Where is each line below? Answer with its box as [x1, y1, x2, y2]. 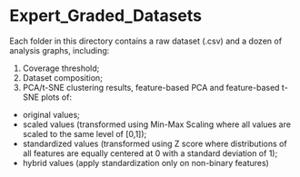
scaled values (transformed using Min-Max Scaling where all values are [22, 119, 291, 130]
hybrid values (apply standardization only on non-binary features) [22, 157, 270, 168]
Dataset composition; [22, 72, 103, 83]
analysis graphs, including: [9, 44, 110, 55]
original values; [22, 109, 80, 120]
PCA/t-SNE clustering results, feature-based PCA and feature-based [22, 82, 280, 93]
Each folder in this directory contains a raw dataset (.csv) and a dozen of [9, 35, 283, 46]
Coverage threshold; [22, 63, 100, 74]
